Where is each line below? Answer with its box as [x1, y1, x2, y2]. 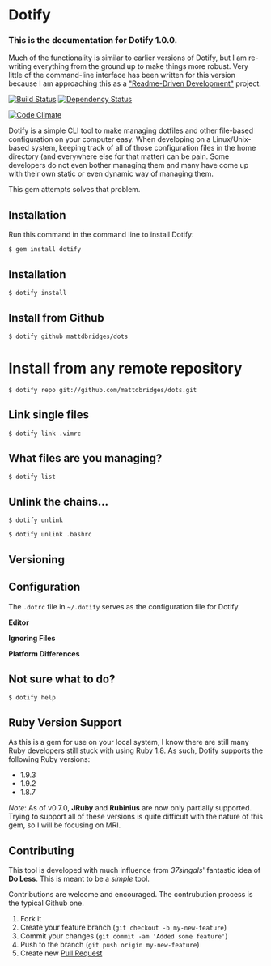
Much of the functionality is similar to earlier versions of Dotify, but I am [8, 53, 247, 62]
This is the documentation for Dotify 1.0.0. [8, 35, 178, 46]
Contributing [8, 844, 74, 857]
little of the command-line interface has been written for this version [8, 71, 236, 80]
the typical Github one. [8, 898, 85, 908]
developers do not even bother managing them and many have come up [8, 160, 249, 170]
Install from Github [8, 310, 105, 325]
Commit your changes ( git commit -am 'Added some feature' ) [19, 930, 228, 941]
